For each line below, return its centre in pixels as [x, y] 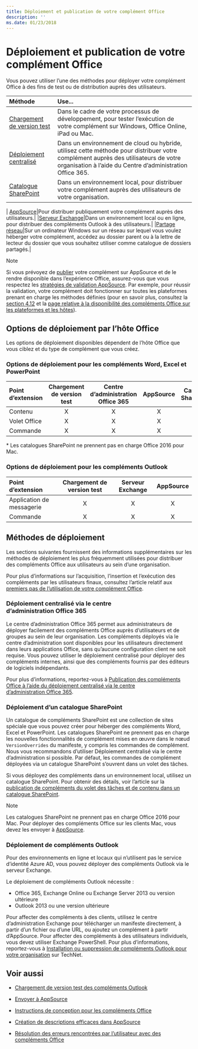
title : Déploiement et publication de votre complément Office [85, 12]
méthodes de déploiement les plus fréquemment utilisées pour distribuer [95, 558]
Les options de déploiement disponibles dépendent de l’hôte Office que [93, 343]
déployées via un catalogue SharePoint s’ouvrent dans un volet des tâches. [97, 764]
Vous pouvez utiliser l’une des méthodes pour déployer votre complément [96, 81]
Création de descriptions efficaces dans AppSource [77, 1022]
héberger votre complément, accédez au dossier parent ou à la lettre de [93, 237]
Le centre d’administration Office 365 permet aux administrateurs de [89, 624]
